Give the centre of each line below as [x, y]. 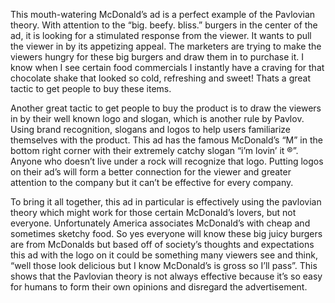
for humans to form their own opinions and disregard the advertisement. [159, 287]
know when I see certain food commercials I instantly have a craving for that [167, 67]
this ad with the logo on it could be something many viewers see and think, [164, 255]
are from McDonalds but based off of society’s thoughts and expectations [162, 244]
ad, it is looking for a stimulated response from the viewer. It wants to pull [161, 35]
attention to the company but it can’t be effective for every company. [152, 182]
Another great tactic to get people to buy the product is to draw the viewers [166, 108]
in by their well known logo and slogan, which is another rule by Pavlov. [157, 118]
